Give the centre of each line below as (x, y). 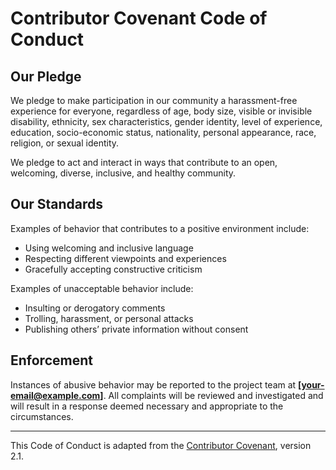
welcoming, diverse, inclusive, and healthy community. (123, 173)
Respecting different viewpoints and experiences (125, 258)
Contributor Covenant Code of (139, 18)
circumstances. (42, 416)
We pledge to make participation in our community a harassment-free (154, 100)
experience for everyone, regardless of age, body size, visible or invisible (161, 111)
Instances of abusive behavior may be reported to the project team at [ (156, 384)
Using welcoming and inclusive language (109, 248)
